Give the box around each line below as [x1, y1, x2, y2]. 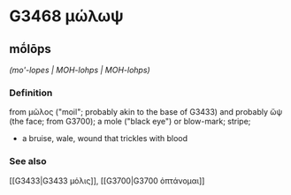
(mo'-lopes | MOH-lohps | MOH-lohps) [9, 64, 150, 75]
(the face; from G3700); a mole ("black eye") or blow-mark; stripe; [9, 116, 251, 127]
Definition [9, 86, 53, 99]
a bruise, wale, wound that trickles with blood [21, 133, 188, 144]
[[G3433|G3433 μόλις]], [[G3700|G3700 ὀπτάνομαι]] [9, 175, 205, 186]
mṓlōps [9, 41, 51, 56]
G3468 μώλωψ [9, 6, 124, 26]
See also [9, 155, 47, 168]
